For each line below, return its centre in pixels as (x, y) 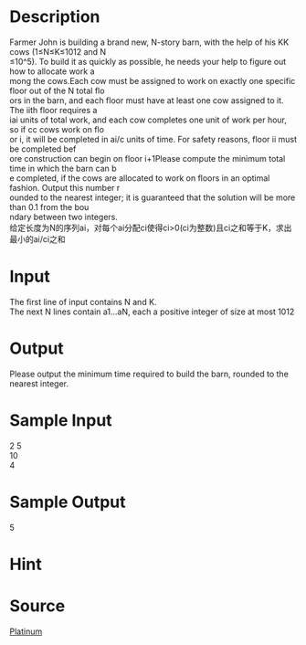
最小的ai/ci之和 (37, 238)
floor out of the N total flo (57, 90)
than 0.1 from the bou (49, 206)
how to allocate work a (52, 71)
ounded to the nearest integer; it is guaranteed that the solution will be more (153, 197)
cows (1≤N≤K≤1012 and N (58, 51)
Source (37, 606)
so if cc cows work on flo (57, 129)
